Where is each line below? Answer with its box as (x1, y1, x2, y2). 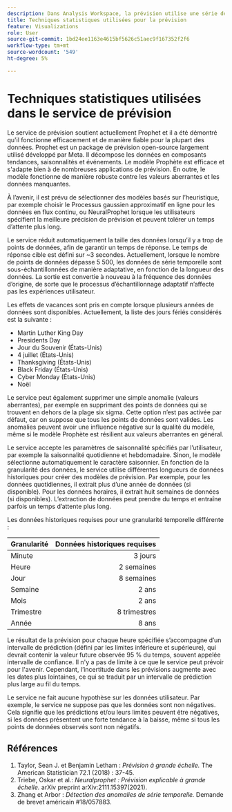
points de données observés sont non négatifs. (7, 722, 142, 731)
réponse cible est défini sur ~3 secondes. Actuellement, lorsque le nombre (7, 250, 220, 259)
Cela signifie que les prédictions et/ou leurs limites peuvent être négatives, (7, 708, 220, 716)
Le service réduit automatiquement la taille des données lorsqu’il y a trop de (7, 235, 223, 244)
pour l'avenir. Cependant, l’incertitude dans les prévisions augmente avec (7, 665, 216, 673)
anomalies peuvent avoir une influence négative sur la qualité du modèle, (7, 423, 215, 431)
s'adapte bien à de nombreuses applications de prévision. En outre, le (7, 165, 206, 173)
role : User (7, 29, 39, 37)
